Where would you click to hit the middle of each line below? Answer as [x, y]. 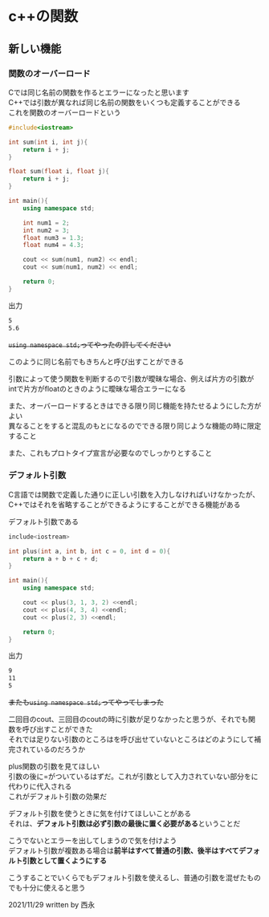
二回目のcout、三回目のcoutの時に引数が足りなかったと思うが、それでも [128, 720]
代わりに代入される [40, 786]
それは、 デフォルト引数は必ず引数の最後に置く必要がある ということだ [124, 824]
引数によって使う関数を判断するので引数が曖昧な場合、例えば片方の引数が [131, 379]
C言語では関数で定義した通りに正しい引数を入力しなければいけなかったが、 [134, 494]
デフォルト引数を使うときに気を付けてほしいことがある [100, 814]
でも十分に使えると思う [47, 888]
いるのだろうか [61, 749]
